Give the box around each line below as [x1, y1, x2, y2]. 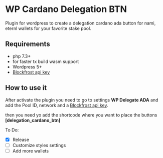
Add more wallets [12, 147, 49, 153]
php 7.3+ [12, 53, 31, 59]
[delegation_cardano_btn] [5, 117, 61, 123]
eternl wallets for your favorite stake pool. [5, 25, 91, 31]
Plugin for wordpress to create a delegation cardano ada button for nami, [5, 20, 156, 26]
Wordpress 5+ [12, 63, 42, 69]
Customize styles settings [12, 142, 66, 148]
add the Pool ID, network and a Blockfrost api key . [5, 102, 108, 108]
